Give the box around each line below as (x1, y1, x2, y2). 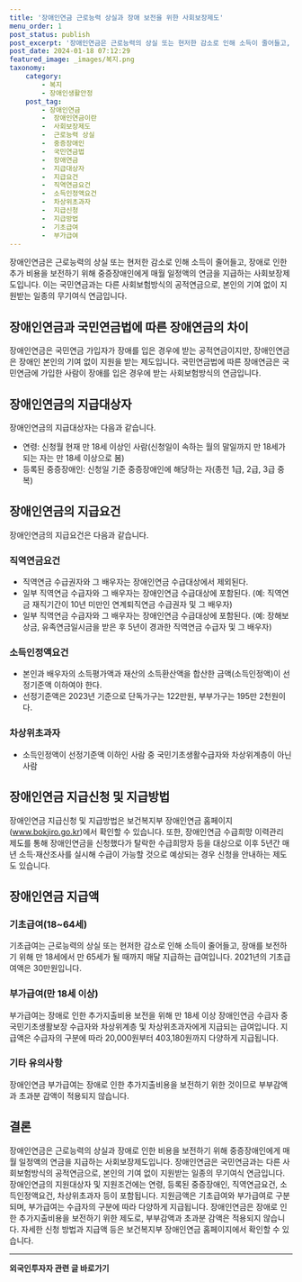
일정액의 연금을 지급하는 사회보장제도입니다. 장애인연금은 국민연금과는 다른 (18, 1156, 281, 1167)
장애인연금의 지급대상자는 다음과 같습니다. (9, 423, 156, 432)
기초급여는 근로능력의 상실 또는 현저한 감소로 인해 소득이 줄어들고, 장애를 (9, 941, 263, 951)
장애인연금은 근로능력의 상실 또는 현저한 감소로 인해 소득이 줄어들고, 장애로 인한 (9, 257, 288, 268)
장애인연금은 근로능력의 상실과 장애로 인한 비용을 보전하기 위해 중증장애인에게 (9, 1145, 281, 1156)
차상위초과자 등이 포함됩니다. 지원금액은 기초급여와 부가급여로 (57, 1190, 274, 1201)
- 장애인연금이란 (41, 114, 97, 123)
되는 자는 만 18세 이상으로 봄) (22, 452, 125, 463)
